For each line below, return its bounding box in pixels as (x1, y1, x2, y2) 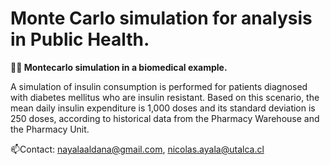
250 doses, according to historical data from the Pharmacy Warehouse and (10, 112, 320, 124)
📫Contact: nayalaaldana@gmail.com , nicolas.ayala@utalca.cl (10, 143, 265, 155)
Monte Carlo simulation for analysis (10, 7, 313, 30)
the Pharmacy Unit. (10, 123, 90, 135)
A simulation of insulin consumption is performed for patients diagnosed (10, 80, 308, 92)
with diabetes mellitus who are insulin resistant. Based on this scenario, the (10, 91, 320, 103)
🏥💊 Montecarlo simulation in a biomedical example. (10, 61, 228, 73)
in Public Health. (10, 28, 150, 51)
